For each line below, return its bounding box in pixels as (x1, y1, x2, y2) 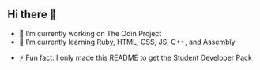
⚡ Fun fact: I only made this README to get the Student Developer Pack (18, 53, 252, 62)
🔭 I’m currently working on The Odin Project (18, 28, 162, 38)
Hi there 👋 (7, 8, 57, 21)
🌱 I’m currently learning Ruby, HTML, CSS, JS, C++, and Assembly (18, 37, 236, 46)
